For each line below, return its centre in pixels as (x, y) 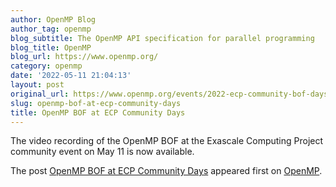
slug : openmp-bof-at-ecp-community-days (96, 103)
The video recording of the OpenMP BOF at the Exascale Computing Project (167, 141)
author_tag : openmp (51, 29)
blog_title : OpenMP (51, 47)
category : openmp (46, 66)
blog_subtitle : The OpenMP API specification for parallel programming (162, 38)
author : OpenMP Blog (53, 19)
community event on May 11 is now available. (102, 152)
